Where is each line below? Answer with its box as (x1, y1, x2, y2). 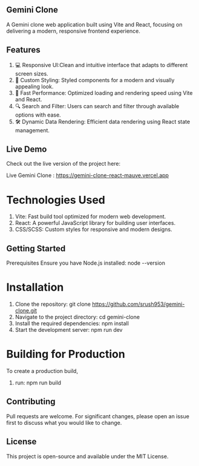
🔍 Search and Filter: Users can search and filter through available (15, 102, 180, 109)
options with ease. (15, 111, 62, 118)
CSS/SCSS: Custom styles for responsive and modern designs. (15, 226, 172, 233)
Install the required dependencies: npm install (15, 320, 129, 327)
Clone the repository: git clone (15, 300, 91, 308)
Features (6, 45, 41, 55)
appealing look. (15, 83, 54, 90)
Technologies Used (6, 193, 106, 207)
